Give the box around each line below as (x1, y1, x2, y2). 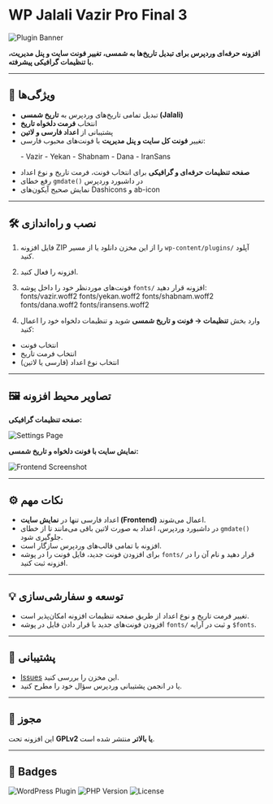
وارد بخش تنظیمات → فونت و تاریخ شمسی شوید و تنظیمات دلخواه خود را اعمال (19, 315, 261, 325)
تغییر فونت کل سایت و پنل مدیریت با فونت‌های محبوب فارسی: (19, 136, 206, 146)
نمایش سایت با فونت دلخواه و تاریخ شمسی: (8, 446, 139, 456)
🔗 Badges (8, 765, 58, 779)
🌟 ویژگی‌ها (8, 88, 55, 102)
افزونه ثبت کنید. (19, 558, 68, 568)
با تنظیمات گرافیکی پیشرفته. (8, 57, 94, 67)
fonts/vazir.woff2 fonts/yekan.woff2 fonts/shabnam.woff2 (19, 291, 214, 301)
